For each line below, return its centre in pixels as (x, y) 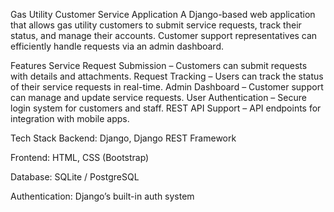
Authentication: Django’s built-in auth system (102, 196)
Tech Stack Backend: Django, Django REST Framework (123, 138)
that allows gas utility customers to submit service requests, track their (156, 25)
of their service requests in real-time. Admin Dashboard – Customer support (167, 87)
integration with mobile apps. (70, 118)
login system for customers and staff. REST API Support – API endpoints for (166, 108)
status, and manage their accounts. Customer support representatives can (164, 35)
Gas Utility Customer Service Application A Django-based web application (163, 14)
